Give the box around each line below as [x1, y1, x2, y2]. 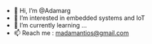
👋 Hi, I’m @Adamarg [13, 7, 71, 14]
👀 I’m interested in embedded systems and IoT [13, 14, 146, 22]
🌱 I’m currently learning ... [13, 21, 87, 29]
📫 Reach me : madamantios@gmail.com [13, 29, 129, 37]
